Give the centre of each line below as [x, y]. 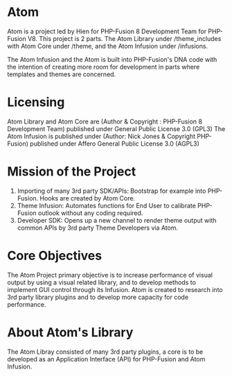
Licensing [36, 102]
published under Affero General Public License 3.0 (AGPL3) [115, 144]
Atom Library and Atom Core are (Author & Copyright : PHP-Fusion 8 [105, 121]
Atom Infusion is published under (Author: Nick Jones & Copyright [101, 136]
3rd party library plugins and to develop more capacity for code [98, 297]
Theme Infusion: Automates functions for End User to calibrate [106, 205]
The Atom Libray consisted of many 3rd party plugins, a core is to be [105, 352]
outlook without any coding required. [90, 213]
